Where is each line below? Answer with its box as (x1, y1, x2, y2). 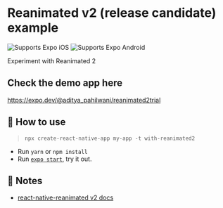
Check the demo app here (7, 77, 123, 89)
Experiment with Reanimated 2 (7, 56, 96, 65)
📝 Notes (7, 174, 43, 187)
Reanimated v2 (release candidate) (7, 5, 217, 21)
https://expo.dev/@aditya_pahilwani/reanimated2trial (7, 96, 161, 104)
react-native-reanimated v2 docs (17, 193, 114, 202)
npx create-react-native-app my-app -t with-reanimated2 (24, 135, 196, 142)
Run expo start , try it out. (17, 155, 92, 163)
